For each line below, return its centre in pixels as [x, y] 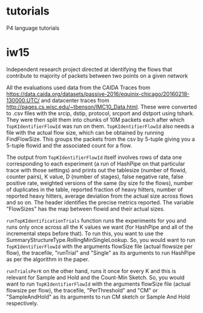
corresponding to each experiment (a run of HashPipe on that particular [96, 163]
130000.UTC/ [23, 100]
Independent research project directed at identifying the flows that [89, 69]
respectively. [22, 303]
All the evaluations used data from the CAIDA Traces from [78, 87]
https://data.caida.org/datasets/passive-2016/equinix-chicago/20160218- [98, 94]
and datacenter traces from [75, 100]
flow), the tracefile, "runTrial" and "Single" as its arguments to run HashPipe [101, 252]
